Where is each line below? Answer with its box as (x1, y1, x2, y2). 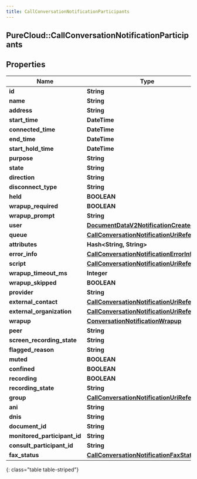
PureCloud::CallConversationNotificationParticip (6, 31, 189, 41)
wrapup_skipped (9, 278, 57, 286)
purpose (9, 154, 33, 162)
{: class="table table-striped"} (6, 466, 79, 473)
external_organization (9, 307, 72, 315)
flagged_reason (9, 345, 55, 354)
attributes (9, 240, 37, 248)
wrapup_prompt (9, 212, 55, 220)
